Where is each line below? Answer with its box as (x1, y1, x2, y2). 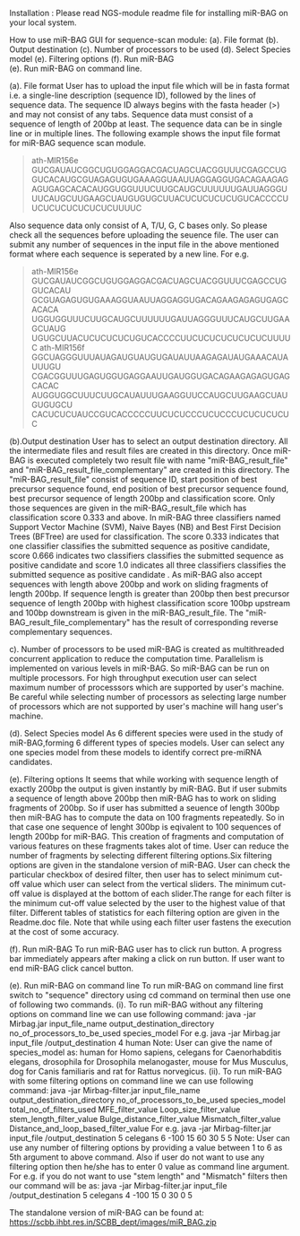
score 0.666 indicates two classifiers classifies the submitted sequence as (9, 551, 284, 561)
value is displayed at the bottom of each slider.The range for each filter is (21, 888, 292, 899)
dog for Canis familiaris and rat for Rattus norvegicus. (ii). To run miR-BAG (9, 1066, 282, 1076)
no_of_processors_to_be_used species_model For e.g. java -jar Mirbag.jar (9, 1028, 281, 1039)
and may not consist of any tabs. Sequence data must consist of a (9, 109, 253, 119)
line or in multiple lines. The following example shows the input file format (9, 128, 280, 138)
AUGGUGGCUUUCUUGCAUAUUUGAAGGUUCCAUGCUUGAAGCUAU (30, 390, 288, 400)
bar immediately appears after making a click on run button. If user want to (9, 953, 285, 963)
